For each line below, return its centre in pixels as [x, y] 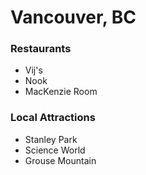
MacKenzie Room [61, 92]
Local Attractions [53, 118]
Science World [55, 150]
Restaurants [41, 49]
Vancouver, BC [73, 17]
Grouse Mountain [60, 160]
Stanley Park [51, 139]
